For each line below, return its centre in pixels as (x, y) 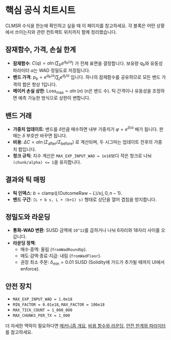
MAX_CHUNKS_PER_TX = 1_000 (41, 315)
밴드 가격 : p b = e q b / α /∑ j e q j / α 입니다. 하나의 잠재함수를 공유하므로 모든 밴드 (87, 77)
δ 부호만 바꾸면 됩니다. (45, 135)
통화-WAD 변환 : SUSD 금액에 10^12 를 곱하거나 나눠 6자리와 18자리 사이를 (86, 230)
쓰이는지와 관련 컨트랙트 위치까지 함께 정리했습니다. (66, 32)
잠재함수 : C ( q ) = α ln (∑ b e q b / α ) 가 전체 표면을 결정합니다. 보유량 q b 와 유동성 (88, 63)
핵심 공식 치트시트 (40, 10)
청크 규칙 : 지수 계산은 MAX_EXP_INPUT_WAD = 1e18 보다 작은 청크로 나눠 (82, 155)
